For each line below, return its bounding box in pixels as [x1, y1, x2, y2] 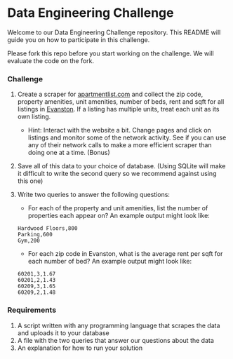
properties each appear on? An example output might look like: [27, 212, 211, 220]
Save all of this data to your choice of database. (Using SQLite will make [17, 162, 226, 170]
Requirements [7, 305, 57, 315]
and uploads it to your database [17, 328, 110, 337]
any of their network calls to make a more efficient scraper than [27, 141, 212, 149]
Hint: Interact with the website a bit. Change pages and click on [27, 126, 212, 135]
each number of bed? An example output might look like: [27, 257, 192, 266]
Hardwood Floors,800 [17, 225, 78, 232]
